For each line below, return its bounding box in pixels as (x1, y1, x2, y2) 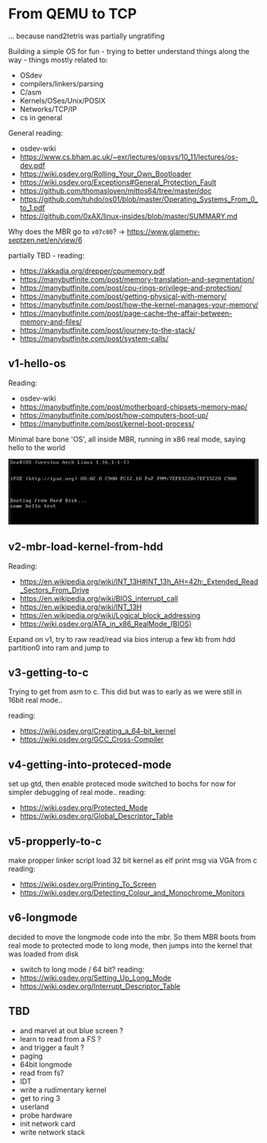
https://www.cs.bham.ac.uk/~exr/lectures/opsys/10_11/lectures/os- (19, 152, 238, 162)
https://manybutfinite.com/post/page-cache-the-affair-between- (19, 308, 233, 318)
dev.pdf (19, 160, 45, 170)
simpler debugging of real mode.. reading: (8, 788, 146, 797)
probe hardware (19, 1110, 73, 1120)
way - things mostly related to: (8, 55, 109, 65)
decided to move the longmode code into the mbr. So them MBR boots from (8, 932, 257, 941)
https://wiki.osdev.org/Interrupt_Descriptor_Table (19, 981, 181, 991)
